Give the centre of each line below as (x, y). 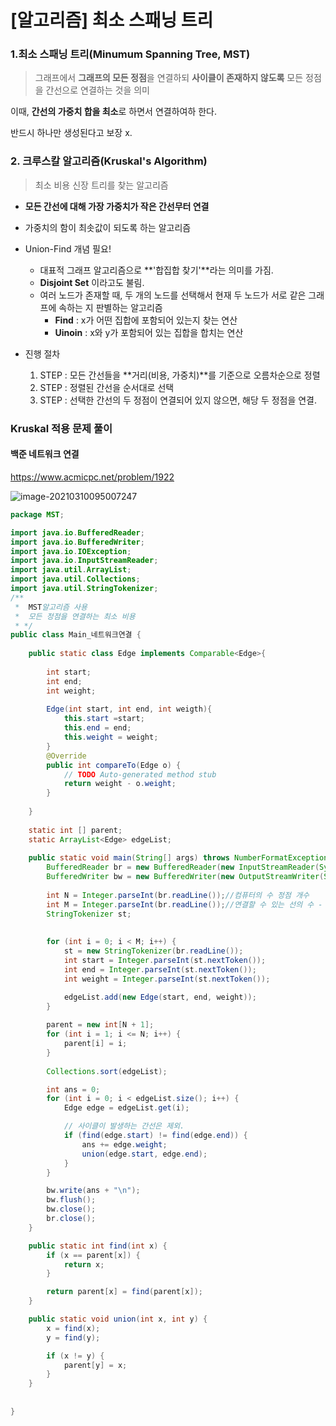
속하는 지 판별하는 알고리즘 (110, 307)
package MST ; (37, 514)
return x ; (84, 1264)
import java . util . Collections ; (75, 579)
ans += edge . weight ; (124, 1144)
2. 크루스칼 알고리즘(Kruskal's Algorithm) (109, 161)
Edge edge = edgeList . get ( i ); (126, 1108)
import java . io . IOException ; (71, 551)
